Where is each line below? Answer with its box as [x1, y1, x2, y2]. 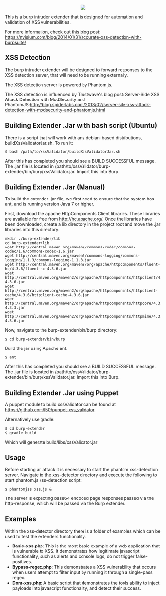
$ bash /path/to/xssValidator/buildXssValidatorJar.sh [5, 149, 121, 154]
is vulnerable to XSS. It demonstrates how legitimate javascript [12, 548, 140, 554]
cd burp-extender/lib [5, 241, 50, 246]
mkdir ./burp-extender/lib [5, 236, 61, 241]
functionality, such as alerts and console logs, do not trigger [12, 553, 135, 559]
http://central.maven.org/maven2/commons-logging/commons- [16, 253, 140, 258]
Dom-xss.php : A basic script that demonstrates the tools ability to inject [12, 580, 160, 586]
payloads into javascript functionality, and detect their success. [12, 585, 142, 591]
